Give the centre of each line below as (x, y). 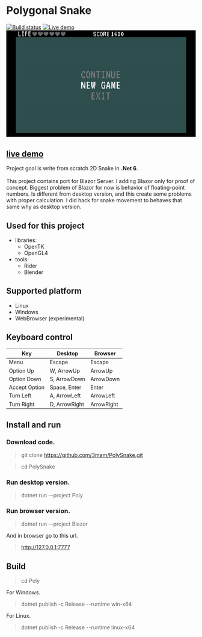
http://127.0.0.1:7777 (45, 547)
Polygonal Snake (49, 11)
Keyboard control (40, 337)
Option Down (25, 379)
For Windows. (23, 592)
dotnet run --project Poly (52, 496)
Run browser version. (38, 511)
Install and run (34, 425)
